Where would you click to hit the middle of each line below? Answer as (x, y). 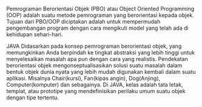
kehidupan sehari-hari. (35, 34)
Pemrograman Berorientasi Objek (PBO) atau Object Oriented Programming (100, 9)
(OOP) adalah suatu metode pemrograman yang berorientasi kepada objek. (100, 15)
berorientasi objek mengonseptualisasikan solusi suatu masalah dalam (94, 65)
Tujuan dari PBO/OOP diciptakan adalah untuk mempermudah (83, 21)
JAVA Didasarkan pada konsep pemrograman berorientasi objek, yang (94, 46)
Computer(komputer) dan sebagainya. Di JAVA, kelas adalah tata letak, (95, 85)
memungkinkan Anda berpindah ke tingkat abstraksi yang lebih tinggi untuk (101, 53)
